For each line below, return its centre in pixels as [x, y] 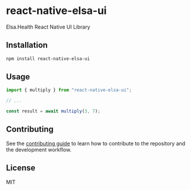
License [21, 168]
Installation [27, 45]
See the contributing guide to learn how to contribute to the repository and [96, 143]
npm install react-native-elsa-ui [48, 59]
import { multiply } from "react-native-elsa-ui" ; [69, 90]
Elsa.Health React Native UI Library [48, 27]
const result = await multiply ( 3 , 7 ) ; [53, 111]
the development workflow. [39, 149]
